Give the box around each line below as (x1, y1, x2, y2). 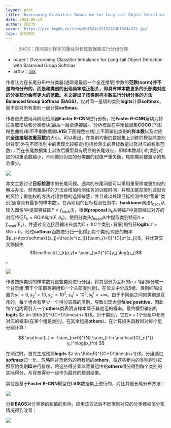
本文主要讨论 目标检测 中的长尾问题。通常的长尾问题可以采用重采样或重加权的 (6, 180, 166, 186)
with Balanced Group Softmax (13, 62, 76, 68)
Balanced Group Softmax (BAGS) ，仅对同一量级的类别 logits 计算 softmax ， (6, 98, 164, 104)
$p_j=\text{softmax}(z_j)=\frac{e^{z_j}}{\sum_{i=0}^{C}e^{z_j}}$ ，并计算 (6, 235, 159, 241)
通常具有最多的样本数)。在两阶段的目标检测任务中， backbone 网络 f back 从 (12, 200, 165, 207)
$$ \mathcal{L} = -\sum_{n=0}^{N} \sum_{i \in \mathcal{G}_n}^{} (18, 334, 154, 340)
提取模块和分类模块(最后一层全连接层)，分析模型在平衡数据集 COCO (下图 (10, 122, 162, 128)
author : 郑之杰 (6, 21, 36, 27)
